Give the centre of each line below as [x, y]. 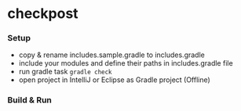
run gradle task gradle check [65, 72]
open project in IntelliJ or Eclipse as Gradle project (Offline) [115, 80]
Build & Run [30, 100]
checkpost [43, 14]
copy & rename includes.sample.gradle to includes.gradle [111, 55]
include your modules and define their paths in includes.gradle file [126, 63]
